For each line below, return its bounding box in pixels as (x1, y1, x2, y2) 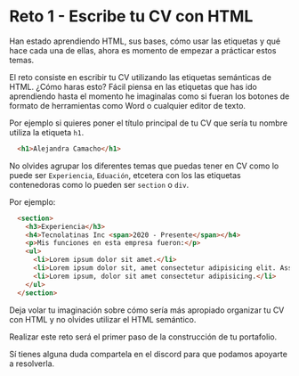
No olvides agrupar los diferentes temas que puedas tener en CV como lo (9, 160, 279, 171)
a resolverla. (9, 358, 55, 369)
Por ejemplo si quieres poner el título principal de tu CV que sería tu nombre (9, 118, 287, 128)
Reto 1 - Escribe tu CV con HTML (9, 6, 254, 27)
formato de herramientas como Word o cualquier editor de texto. (9, 100, 246, 110)
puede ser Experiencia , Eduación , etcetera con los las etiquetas (9, 169, 242, 180)
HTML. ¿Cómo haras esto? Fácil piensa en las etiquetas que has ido (9, 81, 258, 92)
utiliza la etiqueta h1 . (9, 127, 85, 137)
